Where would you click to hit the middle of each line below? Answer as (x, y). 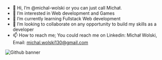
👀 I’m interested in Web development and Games (64, 13)
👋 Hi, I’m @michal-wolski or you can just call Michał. (67, 8)
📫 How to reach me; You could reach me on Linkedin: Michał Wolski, (85, 35)
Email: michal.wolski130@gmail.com (50, 42)
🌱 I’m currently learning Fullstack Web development (67, 19)
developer (23, 29)
